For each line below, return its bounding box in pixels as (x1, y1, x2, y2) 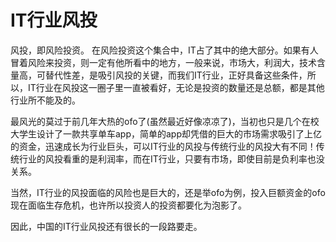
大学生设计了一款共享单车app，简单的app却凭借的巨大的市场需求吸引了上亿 (10, 127, 323, 140)
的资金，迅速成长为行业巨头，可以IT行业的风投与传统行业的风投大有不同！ (10, 140, 317, 152)
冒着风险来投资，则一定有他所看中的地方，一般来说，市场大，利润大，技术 (10, 56, 317, 68)
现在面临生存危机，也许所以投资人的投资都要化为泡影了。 (10, 199, 247, 211)
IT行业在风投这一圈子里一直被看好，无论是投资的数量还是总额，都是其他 (27, 81, 325, 93)
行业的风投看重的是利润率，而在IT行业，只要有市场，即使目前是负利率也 (18, 152, 317, 165)
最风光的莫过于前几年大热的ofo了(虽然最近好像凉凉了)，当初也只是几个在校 (10, 115, 320, 127)
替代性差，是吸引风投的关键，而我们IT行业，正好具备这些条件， (44, 69, 308, 81)
